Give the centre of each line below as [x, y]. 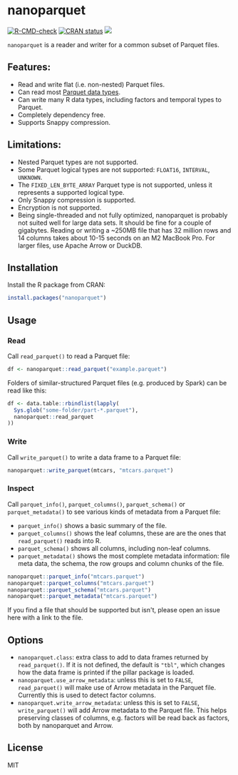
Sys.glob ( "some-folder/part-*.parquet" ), [76, 410]
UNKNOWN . [30, 177]
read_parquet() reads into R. [59, 540]
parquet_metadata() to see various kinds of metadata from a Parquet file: [114, 512]
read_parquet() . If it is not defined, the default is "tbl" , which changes [121, 665]
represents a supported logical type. [71, 192]
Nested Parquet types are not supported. [78, 162]
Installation [33, 267]
